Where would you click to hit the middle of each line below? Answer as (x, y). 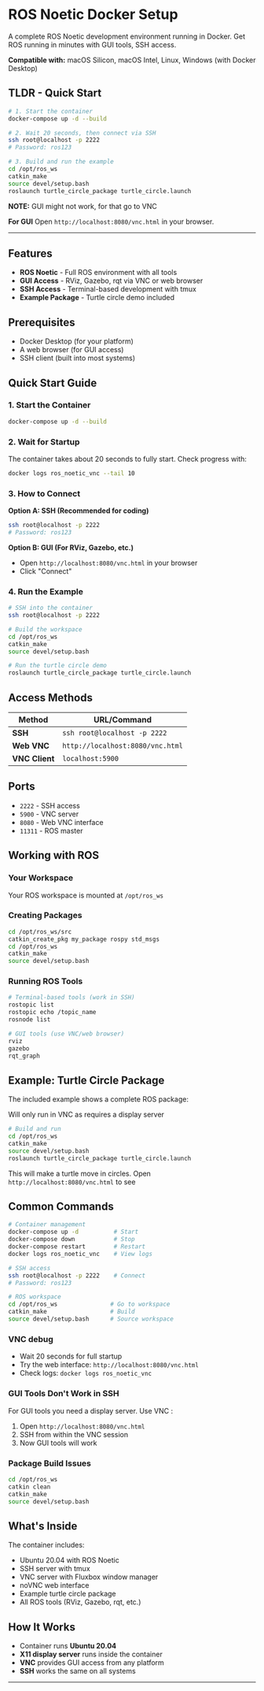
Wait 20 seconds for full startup (71, 1356)
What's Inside (43, 1526)
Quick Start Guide (53, 383)
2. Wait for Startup (44, 441)
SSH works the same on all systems (77, 1671)
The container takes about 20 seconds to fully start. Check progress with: (128, 459)
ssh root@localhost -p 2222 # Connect (77, 1275)
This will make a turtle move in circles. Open (80, 1173)
